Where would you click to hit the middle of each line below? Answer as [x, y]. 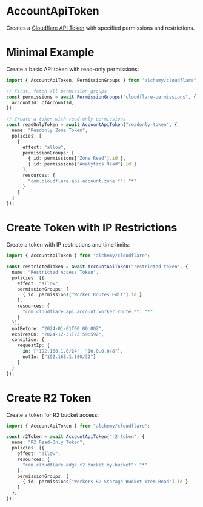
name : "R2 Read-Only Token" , [48, 442]
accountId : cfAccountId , [43, 102]
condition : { [28, 340]
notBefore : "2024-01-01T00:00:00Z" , [58, 328]
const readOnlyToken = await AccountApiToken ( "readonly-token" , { [92, 125]
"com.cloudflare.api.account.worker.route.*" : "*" [88, 312]
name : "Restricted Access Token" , [55, 272]
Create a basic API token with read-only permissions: [73, 69]
